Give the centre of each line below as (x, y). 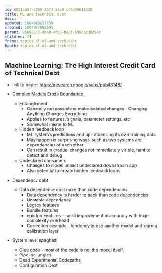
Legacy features (43, 205)
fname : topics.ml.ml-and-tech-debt (41, 41)
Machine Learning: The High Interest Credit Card (80, 65)
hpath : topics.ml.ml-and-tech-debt (41, 46)
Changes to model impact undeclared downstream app (82, 165)
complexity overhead (48, 221)
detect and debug (45, 155)
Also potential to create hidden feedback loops (73, 171)
